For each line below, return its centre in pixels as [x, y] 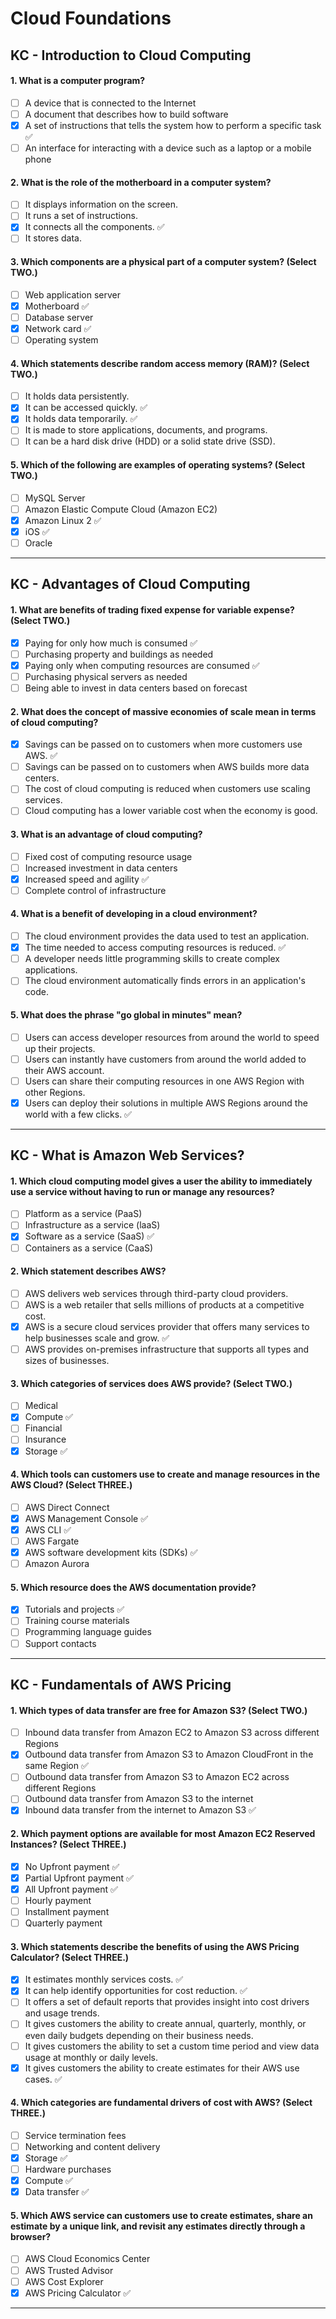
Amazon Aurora [57, 1564]
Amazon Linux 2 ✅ [63, 520]
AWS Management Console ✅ [86, 1518]
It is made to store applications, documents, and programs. [146, 430]
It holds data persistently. [77, 396]
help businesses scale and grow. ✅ [97, 1338]
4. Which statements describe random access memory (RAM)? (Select [160, 363]
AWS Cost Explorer [64, 2281]
